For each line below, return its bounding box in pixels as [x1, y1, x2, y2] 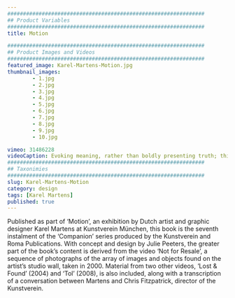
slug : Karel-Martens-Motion [7, 178, 90, 185]
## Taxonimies [7, 166, 49, 173]
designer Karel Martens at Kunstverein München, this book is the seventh [7, 225, 219, 233]
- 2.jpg [32, 81, 55, 88]
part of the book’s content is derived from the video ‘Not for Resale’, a [7, 247, 208, 255]
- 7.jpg [32, 114, 55, 121]
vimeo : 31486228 [7, 146, 55, 153]
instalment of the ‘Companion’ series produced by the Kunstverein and [7, 232, 211, 241]
